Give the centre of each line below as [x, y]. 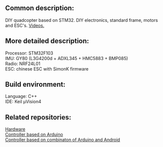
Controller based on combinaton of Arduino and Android [63, 140]
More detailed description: [47, 41]
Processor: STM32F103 [29, 53]
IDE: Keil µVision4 [23, 102]
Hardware [15, 129]
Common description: [40, 8]
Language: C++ [21, 96]
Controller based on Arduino [34, 135]
